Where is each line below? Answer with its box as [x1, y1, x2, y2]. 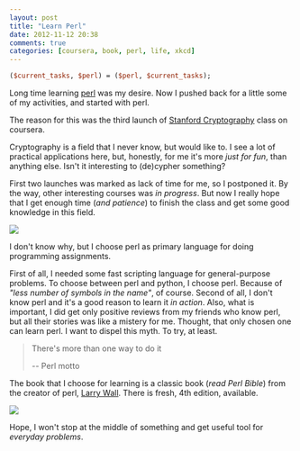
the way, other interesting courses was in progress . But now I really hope [9, 188, 280, 198]
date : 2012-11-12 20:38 [9, 30, 99, 39]
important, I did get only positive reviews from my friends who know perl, [9, 307, 281, 317]
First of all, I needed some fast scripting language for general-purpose [9, 268, 271, 279]
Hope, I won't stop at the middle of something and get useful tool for [9, 422, 264, 432]
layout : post [9, 13, 59, 23]
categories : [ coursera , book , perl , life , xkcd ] [9, 47, 195, 56]
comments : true [9, 38, 67, 48]
